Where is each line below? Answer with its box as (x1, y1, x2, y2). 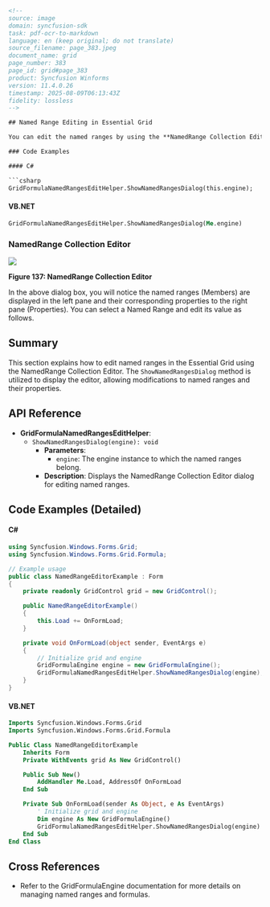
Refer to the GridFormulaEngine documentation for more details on (19, 881, 241, 891)
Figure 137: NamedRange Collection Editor (8, 271, 153, 281)
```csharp (8, 176, 42, 184)
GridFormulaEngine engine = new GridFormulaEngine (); (37, 662, 221, 670)
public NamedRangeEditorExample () (22, 602, 138, 610)
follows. (8, 313, 35, 323)
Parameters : (43, 445, 87, 455)
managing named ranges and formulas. (19, 889, 150, 900)
